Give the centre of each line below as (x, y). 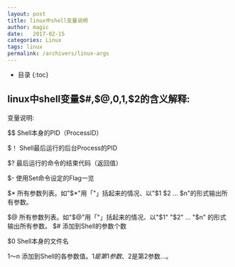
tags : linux (25, 47)
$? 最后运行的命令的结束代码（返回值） (65, 163)
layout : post (27, 14)
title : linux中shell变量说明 (48, 21)
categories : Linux (34, 40)
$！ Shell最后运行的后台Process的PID (62, 148)
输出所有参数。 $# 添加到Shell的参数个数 (67, 226)
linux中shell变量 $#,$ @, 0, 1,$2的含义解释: (99, 99)
